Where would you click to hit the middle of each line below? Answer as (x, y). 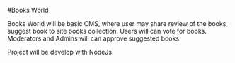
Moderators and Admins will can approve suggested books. (94, 38)
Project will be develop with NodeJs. (61, 52)
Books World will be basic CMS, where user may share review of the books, (118, 23)
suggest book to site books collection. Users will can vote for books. (107, 31)
